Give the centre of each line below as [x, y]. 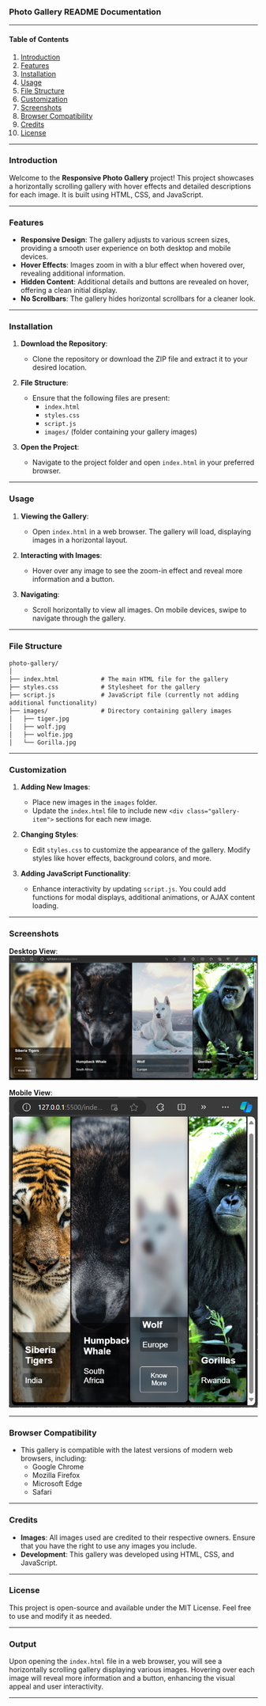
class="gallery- [213, 811]
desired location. [60, 367]
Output [23, 1643]
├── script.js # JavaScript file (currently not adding [124, 695]
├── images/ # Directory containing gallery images [120, 711]
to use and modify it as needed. [60, 1616]
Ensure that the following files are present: [101, 398]
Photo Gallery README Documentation [85, 12]
